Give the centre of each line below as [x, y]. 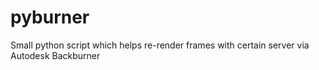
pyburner [50, 17]
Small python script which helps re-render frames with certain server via [160, 45]
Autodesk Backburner [55, 55]
